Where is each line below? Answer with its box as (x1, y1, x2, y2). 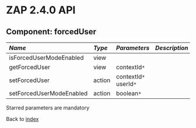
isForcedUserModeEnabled (9, 54, 84, 62)
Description (155, 44, 188, 52)
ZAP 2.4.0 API (6, 3, 76, 17)
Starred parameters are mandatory (6, 104, 90, 111)
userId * (116, 80, 137, 88)
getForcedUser (9, 63, 51, 71)
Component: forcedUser (6, 27, 97, 37)
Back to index (6, 116, 39, 122)
